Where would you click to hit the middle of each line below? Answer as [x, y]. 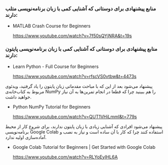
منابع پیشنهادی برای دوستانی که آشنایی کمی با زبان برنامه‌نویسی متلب [81, 9]
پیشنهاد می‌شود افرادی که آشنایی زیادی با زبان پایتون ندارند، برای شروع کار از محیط [84, 126]
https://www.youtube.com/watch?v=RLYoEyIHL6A [65, 157]
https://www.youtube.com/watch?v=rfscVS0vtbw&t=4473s [75, 76]
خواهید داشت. [19, 97]
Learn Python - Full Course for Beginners [56, 67]
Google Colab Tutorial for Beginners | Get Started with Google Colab [84, 147]
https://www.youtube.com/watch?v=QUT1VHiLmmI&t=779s [75, 116]
